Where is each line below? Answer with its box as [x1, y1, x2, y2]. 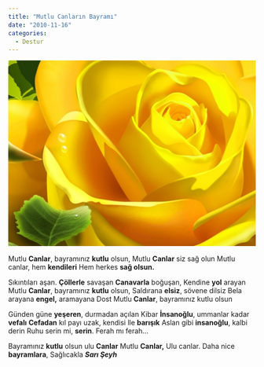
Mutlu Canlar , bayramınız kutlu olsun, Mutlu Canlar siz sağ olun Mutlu [8, 254, 236, 263]
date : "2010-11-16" [8, 20, 72, 29]
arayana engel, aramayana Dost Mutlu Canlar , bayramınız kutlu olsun [8, 295, 233, 304]
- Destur [15, 38, 44, 46]
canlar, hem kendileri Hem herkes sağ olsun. [8, 262, 155, 272]
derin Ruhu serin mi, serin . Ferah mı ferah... [8, 326, 149, 336]
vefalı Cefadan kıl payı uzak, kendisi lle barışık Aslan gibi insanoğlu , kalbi [8, 318, 247, 328]
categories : [8, 29, 47, 37]
